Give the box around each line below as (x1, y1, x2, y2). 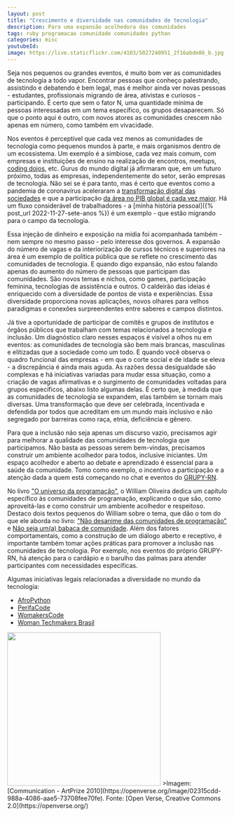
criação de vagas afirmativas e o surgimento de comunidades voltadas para (7, 377, 227, 386)
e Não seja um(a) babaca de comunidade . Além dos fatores (7, 524, 179, 532)
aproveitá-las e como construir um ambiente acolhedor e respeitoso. (7, 501, 205, 510)
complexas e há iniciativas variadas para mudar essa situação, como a (7, 370, 212, 379)
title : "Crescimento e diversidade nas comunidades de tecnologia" (7, 17, 209, 24)
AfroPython (17, 595, 51, 604)
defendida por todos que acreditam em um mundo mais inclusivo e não (7, 407, 213, 416)
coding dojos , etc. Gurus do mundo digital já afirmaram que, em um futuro (7, 164, 221, 173)
